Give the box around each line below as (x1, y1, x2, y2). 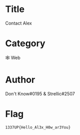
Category (5, 38, 46, 49)
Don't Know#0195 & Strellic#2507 (5, 90, 75, 96)
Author (5, 74, 35, 86)
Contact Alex (5, 20, 32, 26)
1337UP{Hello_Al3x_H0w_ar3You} (5, 124, 71, 130)
